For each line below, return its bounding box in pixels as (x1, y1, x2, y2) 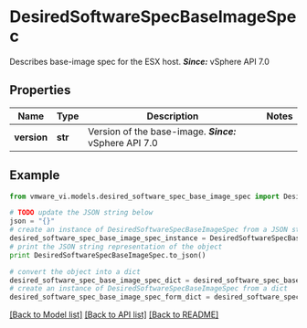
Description (146, 110, 199, 122)
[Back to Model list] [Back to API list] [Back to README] (9, 309, 219, 321)
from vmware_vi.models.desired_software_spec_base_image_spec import (9, 192, 281, 201)
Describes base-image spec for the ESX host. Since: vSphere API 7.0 (9, 56, 270, 67)
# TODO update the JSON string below (9, 208, 153, 217)
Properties (9, 82, 71, 98)
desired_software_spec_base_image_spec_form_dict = (9, 292, 210, 302)
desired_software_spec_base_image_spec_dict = (9, 276, 190, 285)
